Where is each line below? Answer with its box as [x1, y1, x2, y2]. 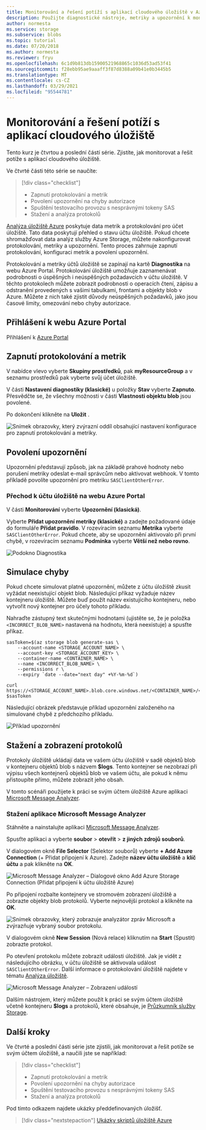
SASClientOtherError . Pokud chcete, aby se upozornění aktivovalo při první [6, 530, 196, 538]
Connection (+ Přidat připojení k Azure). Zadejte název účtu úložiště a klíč [6, 854, 196, 861]
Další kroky [6, 1026, 50, 1037]
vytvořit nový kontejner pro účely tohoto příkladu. [6, 603, 131, 610]
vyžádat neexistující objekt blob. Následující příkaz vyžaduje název [6, 590, 175, 597]
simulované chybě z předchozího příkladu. [6, 710, 113, 718]
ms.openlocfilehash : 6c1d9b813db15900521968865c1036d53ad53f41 [6, 60, 172, 66]
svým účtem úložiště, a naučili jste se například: [6, 1050, 127, 1057]
